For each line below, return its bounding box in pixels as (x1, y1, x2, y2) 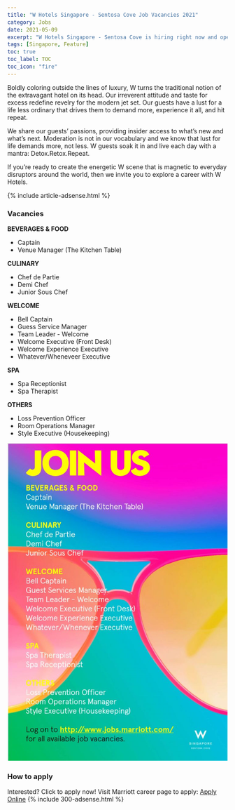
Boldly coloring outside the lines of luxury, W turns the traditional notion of (7, 83, 222, 91)
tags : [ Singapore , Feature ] (7, 41, 90, 48)
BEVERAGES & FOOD (7, 225, 69, 233)
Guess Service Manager (17, 323, 87, 331)
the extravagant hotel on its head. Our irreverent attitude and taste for (7, 91, 208, 99)
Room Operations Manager (17, 422, 96, 430)
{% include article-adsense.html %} (7, 191, 111, 199)
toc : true (7, 48, 36, 55)
